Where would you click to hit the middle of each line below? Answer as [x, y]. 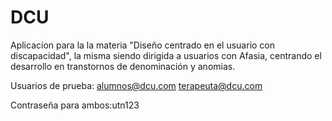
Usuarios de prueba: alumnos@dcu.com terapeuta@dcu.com [136, 85]
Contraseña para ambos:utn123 [75, 105]
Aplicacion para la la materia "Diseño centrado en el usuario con [143, 45]
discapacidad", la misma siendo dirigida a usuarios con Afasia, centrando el [166, 55]
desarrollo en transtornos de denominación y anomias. [123, 66]
